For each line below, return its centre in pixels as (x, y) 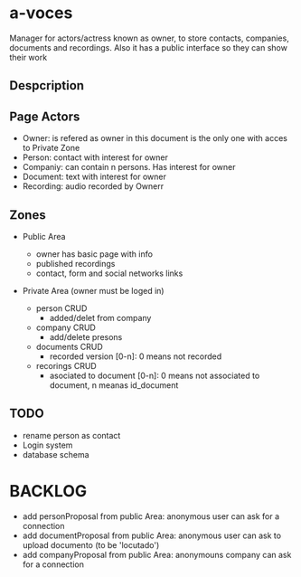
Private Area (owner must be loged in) (93, 290)
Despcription (47, 85)
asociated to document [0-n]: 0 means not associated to (155, 375)
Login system (47, 445)
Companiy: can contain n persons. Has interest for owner (129, 167)
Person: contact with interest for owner (95, 157)
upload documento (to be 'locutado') (91, 544)
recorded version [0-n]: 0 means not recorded (136, 356)
